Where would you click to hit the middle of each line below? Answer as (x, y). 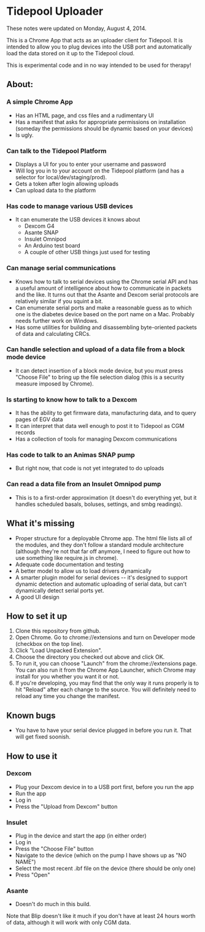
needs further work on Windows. (57, 320)
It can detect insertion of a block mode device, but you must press (99, 370)
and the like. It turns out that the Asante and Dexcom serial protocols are (107, 294)
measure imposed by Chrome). (54, 383)
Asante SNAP (41, 233)
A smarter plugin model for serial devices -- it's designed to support (101, 577)
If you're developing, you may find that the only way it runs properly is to (107, 683)
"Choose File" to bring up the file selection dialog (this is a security (100, 377)
